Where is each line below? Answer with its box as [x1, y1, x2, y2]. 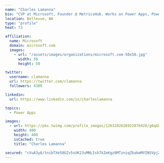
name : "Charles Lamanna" [5, 7, 56, 12]
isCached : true [14, 137, 45, 142]
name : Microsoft [9, 38, 42, 44]
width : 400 [14, 128, 36, 133]
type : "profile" [5, 20, 38, 26]
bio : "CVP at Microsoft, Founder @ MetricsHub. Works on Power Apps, [5, 12, 150, 17]
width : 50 [18, 56, 38, 61]
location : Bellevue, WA [5, 16, 54, 21]
